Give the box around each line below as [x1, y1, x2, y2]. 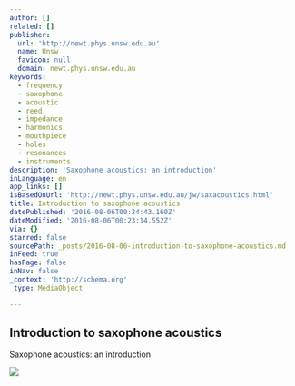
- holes [17, 140, 47, 149]
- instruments [17, 156, 71, 166]
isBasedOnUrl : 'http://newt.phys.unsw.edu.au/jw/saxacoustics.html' [9, 191, 274, 200]
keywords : [9, 73, 47, 82]
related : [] [9, 22, 54, 31]
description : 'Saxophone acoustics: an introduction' [9, 165, 218, 174]
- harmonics [17, 124, 64, 133]
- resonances [17, 148, 67, 157]
